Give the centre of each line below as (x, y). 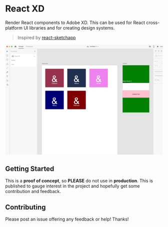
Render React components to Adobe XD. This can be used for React (75, 22)
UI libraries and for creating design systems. (69, 27)
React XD (25, 9)
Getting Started (30, 169)
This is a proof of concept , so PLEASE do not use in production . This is (79, 181)
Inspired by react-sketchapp (46, 37)
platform (14, 27)
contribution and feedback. (33, 191)
